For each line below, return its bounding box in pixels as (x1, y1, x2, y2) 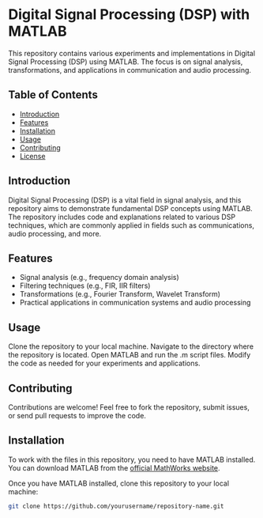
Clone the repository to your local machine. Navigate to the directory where (8, 342, 254, 351)
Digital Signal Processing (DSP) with (8, 6, 250, 24)
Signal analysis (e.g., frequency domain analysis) (19, 273, 179, 282)
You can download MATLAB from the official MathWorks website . (8, 463, 220, 472)
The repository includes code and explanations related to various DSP (8, 212, 235, 221)
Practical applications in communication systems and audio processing (19, 298, 251, 308)
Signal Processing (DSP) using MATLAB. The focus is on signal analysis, (8, 57, 243, 66)
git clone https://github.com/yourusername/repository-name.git (8, 502, 224, 510)
